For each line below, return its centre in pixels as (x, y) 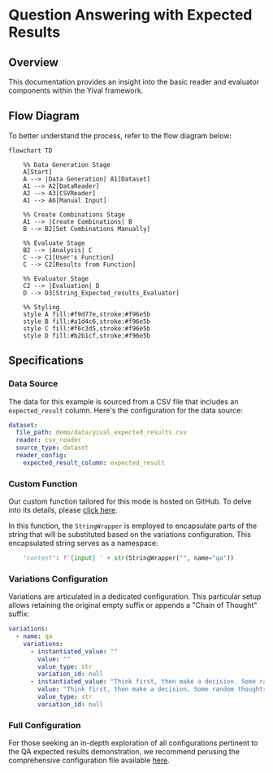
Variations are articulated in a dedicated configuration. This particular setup (135, 596)
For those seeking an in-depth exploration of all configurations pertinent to (133, 743)
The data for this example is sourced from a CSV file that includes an (123, 401)
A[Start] (38, 172)
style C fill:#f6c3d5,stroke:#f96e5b (87, 328)
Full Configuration (45, 725)
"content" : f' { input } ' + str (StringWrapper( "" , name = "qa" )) (129, 558)
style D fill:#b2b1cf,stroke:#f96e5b (87, 335)
